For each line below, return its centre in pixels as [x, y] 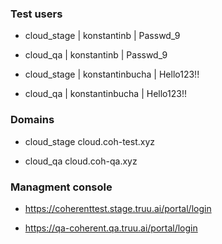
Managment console [61, 187]
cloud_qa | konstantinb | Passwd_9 [96, 55]
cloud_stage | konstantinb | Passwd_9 [102, 36]
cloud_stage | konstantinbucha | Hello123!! [112, 74]
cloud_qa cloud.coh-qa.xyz [81, 161]
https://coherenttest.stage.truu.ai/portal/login [118, 208]
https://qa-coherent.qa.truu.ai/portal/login [111, 228]
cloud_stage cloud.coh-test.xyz [90, 141]
